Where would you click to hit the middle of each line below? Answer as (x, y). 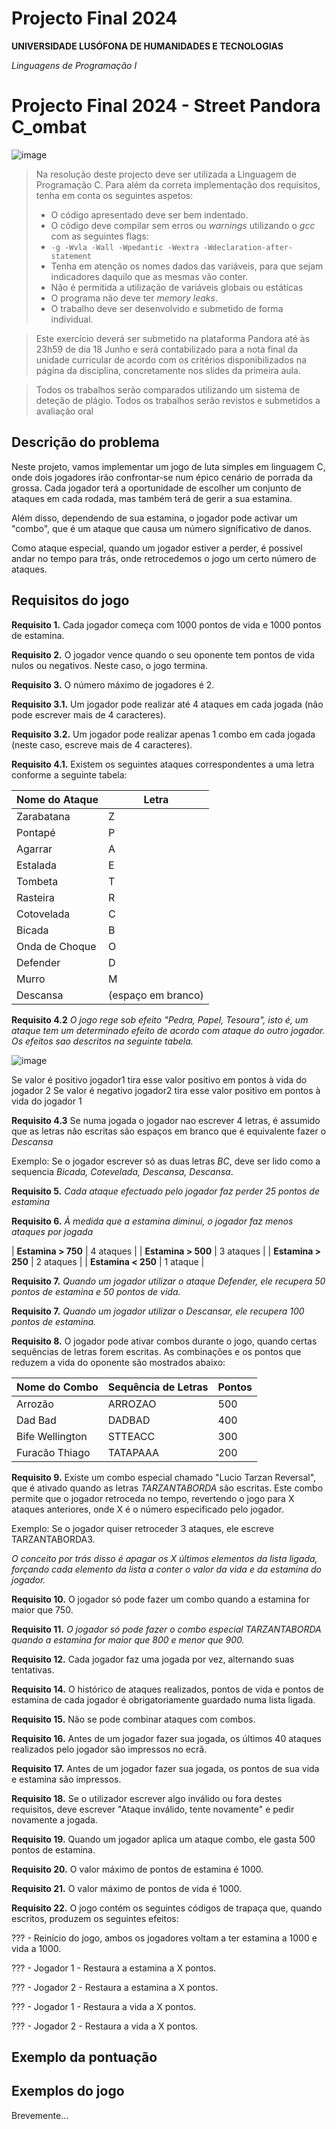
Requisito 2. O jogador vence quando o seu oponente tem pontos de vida (163, 654)
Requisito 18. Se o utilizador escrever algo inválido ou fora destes (147, 1798)
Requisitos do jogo (70, 600)
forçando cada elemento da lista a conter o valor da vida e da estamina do (166, 1569)
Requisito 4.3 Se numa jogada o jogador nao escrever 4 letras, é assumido (166, 1120)
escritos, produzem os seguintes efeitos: (95, 1918)
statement (71, 256)
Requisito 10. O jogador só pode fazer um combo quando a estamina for (160, 1599)
